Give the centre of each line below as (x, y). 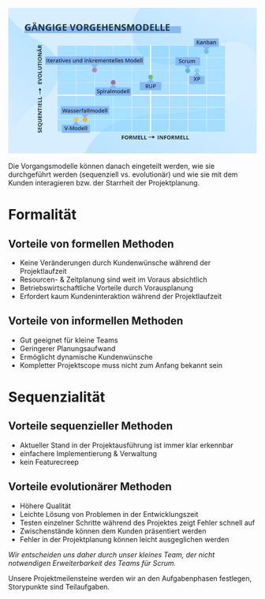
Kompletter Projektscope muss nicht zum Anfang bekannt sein (121, 365)
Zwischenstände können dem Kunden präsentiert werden (113, 531)
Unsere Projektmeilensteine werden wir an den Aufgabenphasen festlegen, (130, 578)
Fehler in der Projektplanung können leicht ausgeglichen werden (124, 539)
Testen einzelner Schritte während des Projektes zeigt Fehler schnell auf (137, 522)
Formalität (43, 215)
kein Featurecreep (49, 462)
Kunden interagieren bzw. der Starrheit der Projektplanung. (104, 183)
